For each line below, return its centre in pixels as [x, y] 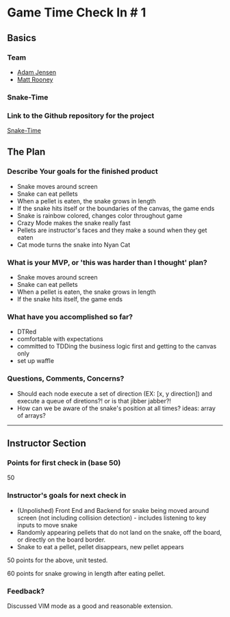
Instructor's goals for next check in [67, 496]
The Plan [26, 152]
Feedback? [26, 591]
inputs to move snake [47, 525]
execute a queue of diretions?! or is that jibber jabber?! [94, 401]
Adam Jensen [37, 72]
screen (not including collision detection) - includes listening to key [112, 518]
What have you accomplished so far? [70, 317]
